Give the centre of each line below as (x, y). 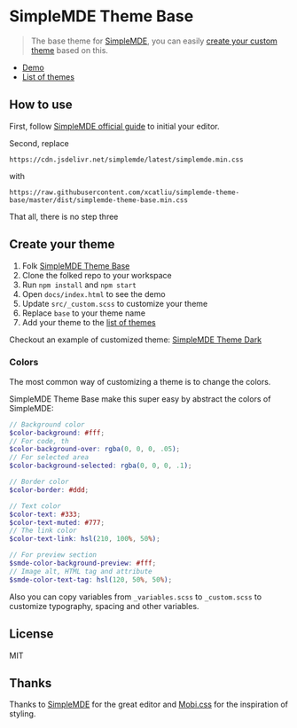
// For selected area (49, 458)
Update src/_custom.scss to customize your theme (115, 303)
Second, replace (39, 143)
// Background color (47, 424)
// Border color (39, 482)
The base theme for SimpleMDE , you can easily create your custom (154, 41)
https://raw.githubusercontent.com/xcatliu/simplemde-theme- (125, 192)
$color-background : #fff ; (57, 433)
